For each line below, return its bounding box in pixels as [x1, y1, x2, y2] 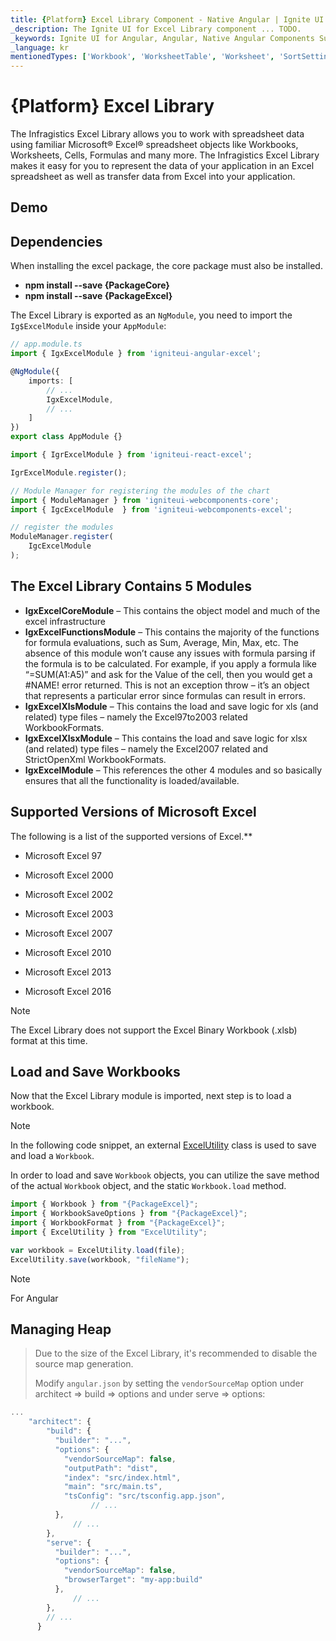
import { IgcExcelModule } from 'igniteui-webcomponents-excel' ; [10, 504, 293, 515]
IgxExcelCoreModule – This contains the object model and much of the [24, 604, 321, 616]
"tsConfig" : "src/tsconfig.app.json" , [63, 1491, 226, 1501]
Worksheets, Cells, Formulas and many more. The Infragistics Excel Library [10, 149, 320, 161]
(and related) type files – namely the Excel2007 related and [24, 742, 269, 755]
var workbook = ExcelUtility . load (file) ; [10, 1245, 186, 1255]
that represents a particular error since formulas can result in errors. [24, 689, 306, 701]
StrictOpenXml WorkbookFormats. [24, 753, 167, 765]
